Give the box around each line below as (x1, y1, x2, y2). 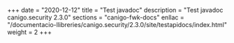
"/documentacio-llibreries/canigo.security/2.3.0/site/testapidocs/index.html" (7, 21, 228, 28)
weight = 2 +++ (7, 28, 52, 36)
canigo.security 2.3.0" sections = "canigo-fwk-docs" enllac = (7, 13, 184, 21)
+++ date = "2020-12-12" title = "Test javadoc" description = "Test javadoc (7, 6, 224, 14)
